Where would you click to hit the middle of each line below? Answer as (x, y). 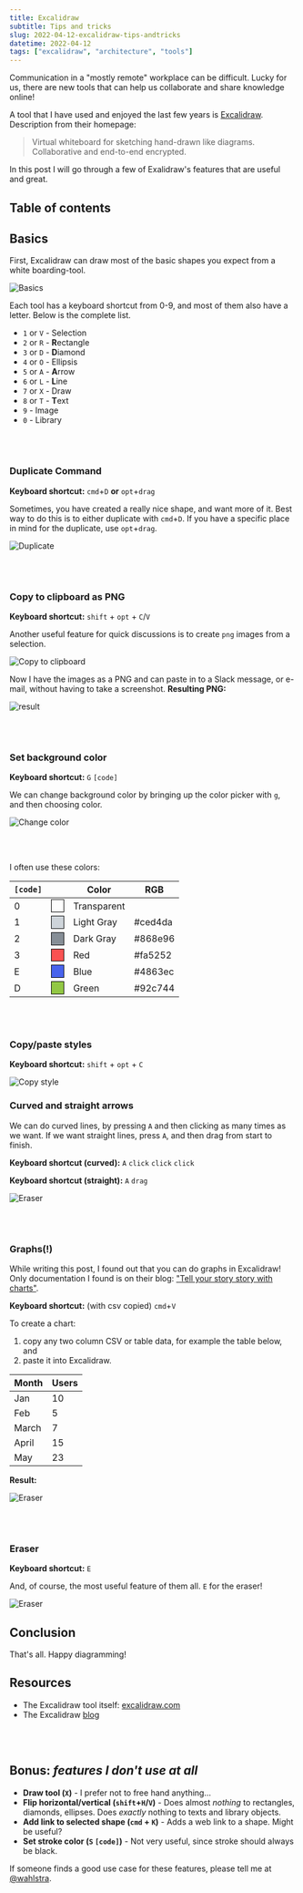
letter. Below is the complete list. (71, 315)
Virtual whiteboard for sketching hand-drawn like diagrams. (143, 142)
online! (22, 98)
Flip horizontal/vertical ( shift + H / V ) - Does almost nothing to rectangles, (159, 1802)
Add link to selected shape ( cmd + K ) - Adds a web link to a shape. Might (158, 1821)
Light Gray (95, 922)
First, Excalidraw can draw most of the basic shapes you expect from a (142, 261)
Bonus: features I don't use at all (104, 1770)
